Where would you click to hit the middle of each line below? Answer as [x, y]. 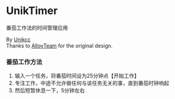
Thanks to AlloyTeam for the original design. [59, 46]
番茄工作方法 [24, 62]
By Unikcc [18, 39]
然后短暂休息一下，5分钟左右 [50, 91]
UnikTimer [32, 11]
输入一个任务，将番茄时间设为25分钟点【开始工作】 [77, 76]
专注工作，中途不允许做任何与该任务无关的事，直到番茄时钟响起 [92, 83]
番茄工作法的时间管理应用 [37, 28]
